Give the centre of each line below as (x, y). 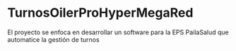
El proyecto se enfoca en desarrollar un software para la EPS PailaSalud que (118, 32)
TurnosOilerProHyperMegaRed (100, 13)
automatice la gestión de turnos (54, 39)
